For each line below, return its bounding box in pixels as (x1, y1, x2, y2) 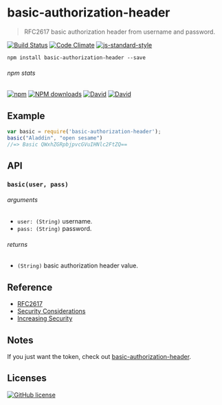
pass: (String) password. (16, 225, 92, 233)
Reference (7, 281, 53, 293)
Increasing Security (16, 314, 73, 322)
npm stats (7, 69, 36, 77)
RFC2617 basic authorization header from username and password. (23, 28, 215, 36)
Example (7, 110, 45, 122)
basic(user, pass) (7, 180, 69, 188)
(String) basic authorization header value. (16, 261, 139, 270)
